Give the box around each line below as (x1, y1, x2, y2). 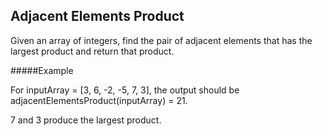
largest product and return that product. (10, 45, 175, 57)
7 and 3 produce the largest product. (10, 114, 162, 126)
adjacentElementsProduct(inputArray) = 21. (10, 94, 188, 106)
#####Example (10, 64, 74, 76)
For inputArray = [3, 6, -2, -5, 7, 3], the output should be (10, 84, 240, 96)
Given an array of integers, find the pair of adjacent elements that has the (10, 34, 313, 46)
